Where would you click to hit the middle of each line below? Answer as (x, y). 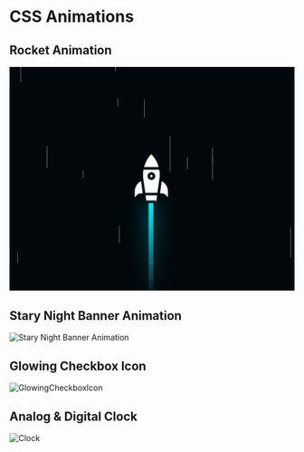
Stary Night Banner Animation (96, 316)
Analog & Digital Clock (73, 416)
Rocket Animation (61, 50)
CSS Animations (71, 17)
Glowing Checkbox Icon (78, 365)
